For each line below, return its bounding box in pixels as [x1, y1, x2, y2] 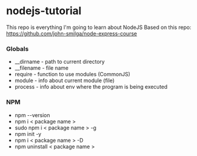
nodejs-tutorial [6, 4, 82, 18]
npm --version [14, 111, 50, 119]
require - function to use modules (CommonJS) [14, 71, 130, 78]
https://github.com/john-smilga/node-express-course [6, 30, 137, 37]
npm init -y [14, 130, 41, 137]
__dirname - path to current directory [14, 58, 105, 66]
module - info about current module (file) [14, 77, 115, 84]
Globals [6, 44, 29, 53]
